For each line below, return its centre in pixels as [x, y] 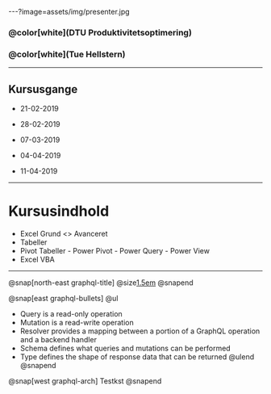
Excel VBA [37, 259]
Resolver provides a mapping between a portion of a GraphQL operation [140, 331]
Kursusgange [43, 89]
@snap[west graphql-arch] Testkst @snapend [85, 381]
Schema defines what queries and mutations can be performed [125, 348]
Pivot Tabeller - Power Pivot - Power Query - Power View [115, 250]
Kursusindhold [59, 211]
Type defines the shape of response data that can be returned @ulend [137, 356]
